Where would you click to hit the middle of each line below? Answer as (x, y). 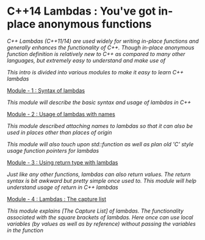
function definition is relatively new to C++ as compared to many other (96, 54)
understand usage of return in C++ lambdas (63, 187)
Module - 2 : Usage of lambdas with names (61, 114)
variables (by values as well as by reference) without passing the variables (101, 224)
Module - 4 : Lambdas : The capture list (56, 199)
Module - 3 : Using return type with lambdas (63, 162)
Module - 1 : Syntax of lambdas (46, 90)
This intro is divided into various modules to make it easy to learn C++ (95, 72)
